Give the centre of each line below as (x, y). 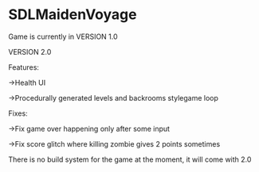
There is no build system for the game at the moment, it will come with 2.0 (130, 159)
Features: (24, 67)
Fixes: (18, 113)
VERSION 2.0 (30, 52)
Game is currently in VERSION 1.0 (63, 36)
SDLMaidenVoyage (73, 15)
